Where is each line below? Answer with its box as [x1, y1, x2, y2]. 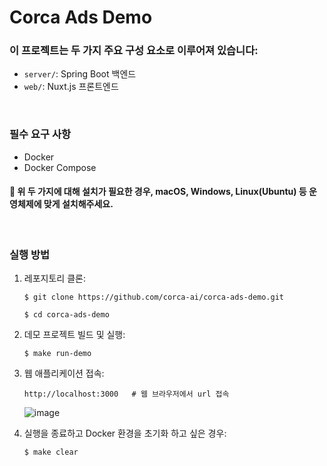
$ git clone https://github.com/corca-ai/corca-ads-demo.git [23, 292, 285, 303]
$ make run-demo [23, 349, 92, 359]
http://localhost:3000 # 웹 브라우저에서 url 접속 [23, 389, 230, 400]
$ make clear [23, 447, 79, 458]
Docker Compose [23, 161, 97, 173]
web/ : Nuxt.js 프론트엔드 [23, 81, 119, 93]
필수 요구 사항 [9, 127, 72, 141]
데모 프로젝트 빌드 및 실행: [23, 329, 126, 341]
